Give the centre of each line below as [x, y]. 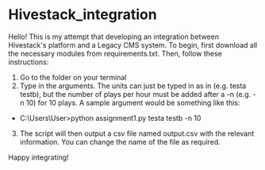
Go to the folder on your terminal [73, 77]
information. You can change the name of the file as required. [120, 141]
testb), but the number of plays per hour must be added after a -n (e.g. [135, 94]
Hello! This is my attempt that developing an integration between [114, 37]
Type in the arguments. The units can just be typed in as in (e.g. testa [133, 86]
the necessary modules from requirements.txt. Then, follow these [115, 53]
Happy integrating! [38, 157]
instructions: [29, 62]
